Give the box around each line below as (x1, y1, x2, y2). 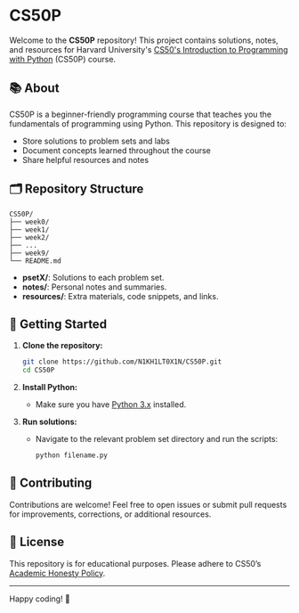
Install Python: (21, 382, 78, 393)
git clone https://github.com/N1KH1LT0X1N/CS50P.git (21, 357, 222, 366)
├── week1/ (9, 225, 50, 234)
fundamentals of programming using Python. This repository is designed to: (9, 118, 287, 129)
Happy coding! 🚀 (9, 593, 71, 604)
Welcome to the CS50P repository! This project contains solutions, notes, (9, 35, 279, 45)
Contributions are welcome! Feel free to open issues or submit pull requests (9, 499, 287, 510)
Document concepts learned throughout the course (21, 144, 212, 156)
